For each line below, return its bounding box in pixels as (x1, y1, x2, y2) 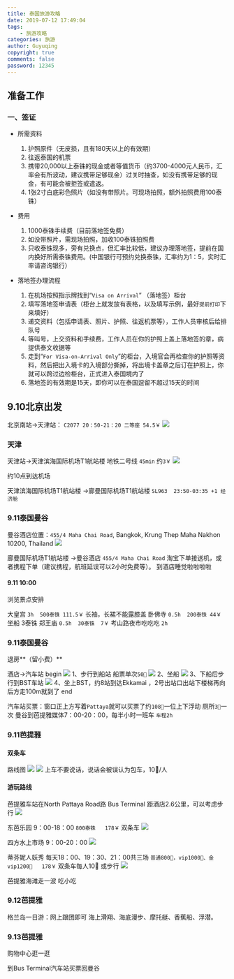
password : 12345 (7, 62, 54, 69)
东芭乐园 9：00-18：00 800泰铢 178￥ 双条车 (7, 823, 140, 832)
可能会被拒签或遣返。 (46, 179, 108, 188)
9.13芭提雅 (7, 932, 43, 941)
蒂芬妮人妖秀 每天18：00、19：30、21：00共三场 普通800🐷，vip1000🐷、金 (7, 853, 214, 861)
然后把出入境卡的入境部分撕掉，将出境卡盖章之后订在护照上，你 (40, 361, 224, 369)
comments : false (7, 56, 54, 63)
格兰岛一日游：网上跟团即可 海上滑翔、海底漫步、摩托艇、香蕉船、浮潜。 (7, 913, 217, 921)
